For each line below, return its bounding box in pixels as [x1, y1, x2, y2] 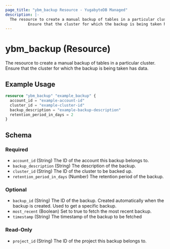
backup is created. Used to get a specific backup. [12, 203, 117, 209]
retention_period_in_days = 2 [10, 112, 73, 117]
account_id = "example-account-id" [10, 98, 85, 103]
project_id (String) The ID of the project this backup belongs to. [12, 238, 147, 244]
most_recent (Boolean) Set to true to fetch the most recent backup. [12, 208, 152, 215]
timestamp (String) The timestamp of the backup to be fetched [12, 214, 142, 220]
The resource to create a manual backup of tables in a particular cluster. [5, 60, 156, 66]
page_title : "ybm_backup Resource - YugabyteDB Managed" [5, 7, 128, 13]
